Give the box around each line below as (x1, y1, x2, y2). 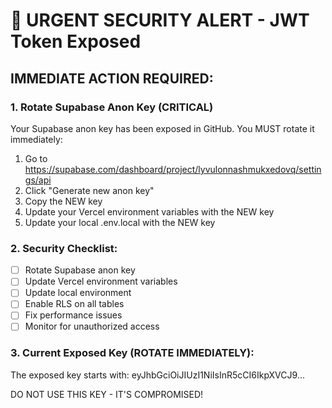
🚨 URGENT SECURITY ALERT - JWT (10, 9, 310, 32)
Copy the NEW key (24, 195, 103, 207)
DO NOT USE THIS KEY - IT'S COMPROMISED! (10, 388, 204, 400)
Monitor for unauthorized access (24, 320, 160, 333)
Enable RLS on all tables (24, 298, 125, 310)
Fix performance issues (24, 309, 123, 321)
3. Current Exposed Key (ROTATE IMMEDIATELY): (10, 346, 255, 360)
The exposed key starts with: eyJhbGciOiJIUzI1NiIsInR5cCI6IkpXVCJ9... (10, 369, 305, 381)
